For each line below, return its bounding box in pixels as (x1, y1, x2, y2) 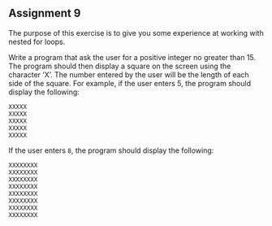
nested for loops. (8, 37, 66, 46)
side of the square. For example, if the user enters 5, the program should (8, 78, 252, 88)
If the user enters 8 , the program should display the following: (8, 146, 214, 155)
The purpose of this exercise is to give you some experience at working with (8, 28, 264, 37)
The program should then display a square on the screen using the (8, 61, 231, 71)
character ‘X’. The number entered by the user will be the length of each (8, 69, 249, 80)
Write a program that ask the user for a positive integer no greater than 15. (8, 52, 257, 62)
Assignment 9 (8, 7, 81, 20)
